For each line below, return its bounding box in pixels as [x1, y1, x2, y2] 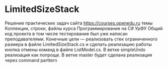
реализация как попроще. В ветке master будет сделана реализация [5, 51, 152, 58]
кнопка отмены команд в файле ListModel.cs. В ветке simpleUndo [5, 46, 146, 52]
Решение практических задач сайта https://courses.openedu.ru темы [5, 20, 153, 26]
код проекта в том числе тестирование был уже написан [5, 30, 128, 36]
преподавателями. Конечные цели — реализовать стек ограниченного [5, 36, 158, 42]
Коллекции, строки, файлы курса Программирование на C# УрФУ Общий [5, 25, 163, 31]
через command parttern [5, 57, 57, 63]
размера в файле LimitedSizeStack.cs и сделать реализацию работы [5, 41, 152, 47]
